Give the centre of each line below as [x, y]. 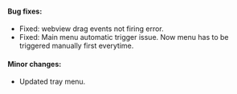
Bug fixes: [25, 11]
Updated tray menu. [52, 82]
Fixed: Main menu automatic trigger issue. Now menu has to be [124, 37]
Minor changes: [35, 64]
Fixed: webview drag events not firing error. [91, 29]
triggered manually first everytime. [76, 46]
